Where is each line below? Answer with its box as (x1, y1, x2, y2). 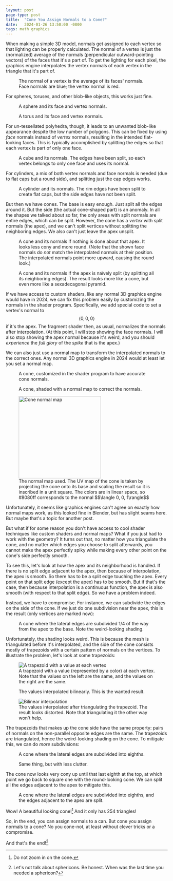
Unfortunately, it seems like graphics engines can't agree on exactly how (6, 504, 160, 511)
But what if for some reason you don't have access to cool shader (6, 525, 145, 531)
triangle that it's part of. (6, 68, 55, 74)
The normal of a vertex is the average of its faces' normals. (18, 78, 144, 84)
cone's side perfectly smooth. (6, 552, 69, 559)
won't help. (18, 715, 43, 721)
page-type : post (6, 12, 41, 17)
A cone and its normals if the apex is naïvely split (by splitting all (18, 270, 154, 276)
